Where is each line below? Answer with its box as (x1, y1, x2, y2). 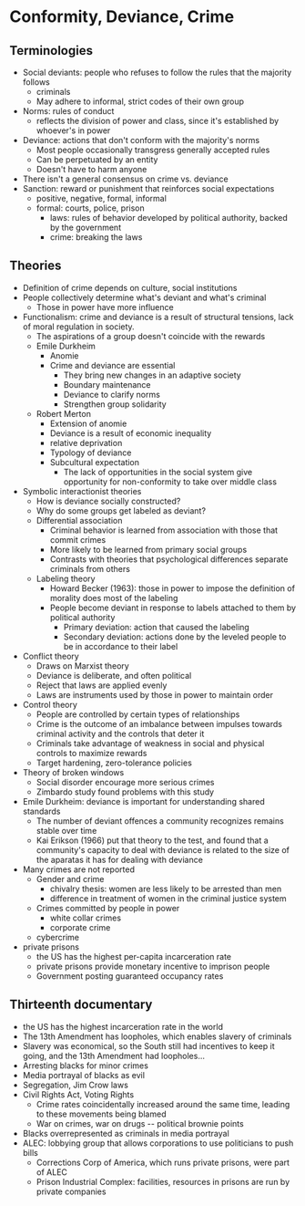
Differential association (36, 515, 123, 525)
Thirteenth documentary (9, 997, 153, 1013)
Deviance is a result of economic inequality (49, 427, 212, 439)
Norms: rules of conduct (22, 106, 115, 116)
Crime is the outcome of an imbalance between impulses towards (36, 718, 282, 729)
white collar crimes (49, 912, 121, 923)
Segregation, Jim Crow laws (22, 1079, 129, 1090)
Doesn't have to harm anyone (36, 164, 147, 174)
